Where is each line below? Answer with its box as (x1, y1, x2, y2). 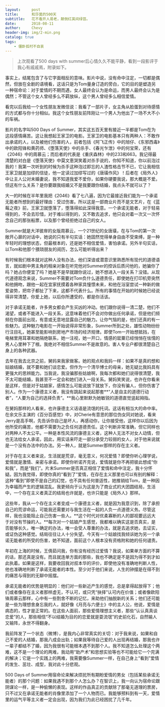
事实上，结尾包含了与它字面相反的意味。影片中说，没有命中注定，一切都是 (5, 74, 156, 80)
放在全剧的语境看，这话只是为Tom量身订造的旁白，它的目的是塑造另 (18, 81, 156, 87)
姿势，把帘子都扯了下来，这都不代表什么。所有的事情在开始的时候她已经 (9, 287, 156, 294)
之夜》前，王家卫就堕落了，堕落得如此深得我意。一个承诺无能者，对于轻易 (9, 205, 160, 211)
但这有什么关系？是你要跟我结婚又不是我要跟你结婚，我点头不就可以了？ (5, 182, 151, 188)
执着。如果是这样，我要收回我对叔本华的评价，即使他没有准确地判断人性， (9, 560, 160, 566)
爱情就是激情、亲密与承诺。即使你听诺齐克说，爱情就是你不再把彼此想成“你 (5, 459, 158, 465)
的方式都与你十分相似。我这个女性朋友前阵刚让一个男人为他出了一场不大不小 (5, 110, 160, 116)
